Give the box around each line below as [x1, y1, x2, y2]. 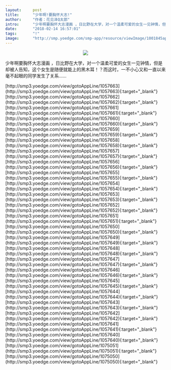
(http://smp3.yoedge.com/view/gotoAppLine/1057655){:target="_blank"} [5, 175, 158, 181]
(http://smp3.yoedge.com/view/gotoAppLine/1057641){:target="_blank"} [5, 326, 157, 332]
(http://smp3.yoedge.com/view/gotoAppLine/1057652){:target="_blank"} [5, 207, 158, 213]
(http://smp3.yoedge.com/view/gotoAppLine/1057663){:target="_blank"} [5, 88, 158, 94]
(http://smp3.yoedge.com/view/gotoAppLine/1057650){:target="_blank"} [5, 229, 158, 235]
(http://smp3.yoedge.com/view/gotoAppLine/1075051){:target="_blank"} [5, 348, 157, 354]
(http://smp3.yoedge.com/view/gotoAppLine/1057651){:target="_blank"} [5, 218, 157, 224]
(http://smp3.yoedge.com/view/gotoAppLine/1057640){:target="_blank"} [5, 337, 158, 343]
